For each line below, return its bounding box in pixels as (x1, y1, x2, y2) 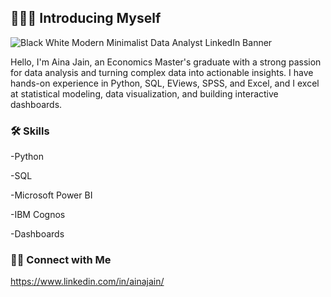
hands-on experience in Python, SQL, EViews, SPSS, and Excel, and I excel (10, 77, 320, 89)
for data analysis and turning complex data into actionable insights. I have (10, 66, 314, 78)
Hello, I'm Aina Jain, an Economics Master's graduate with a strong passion (10, 56, 322, 68)
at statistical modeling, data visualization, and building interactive (10, 87, 279, 100)
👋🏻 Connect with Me (10, 253, 112, 267)
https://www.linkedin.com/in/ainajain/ (10, 276, 165, 288)
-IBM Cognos (10, 209, 66, 221)
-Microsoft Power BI (10, 189, 93, 201)
